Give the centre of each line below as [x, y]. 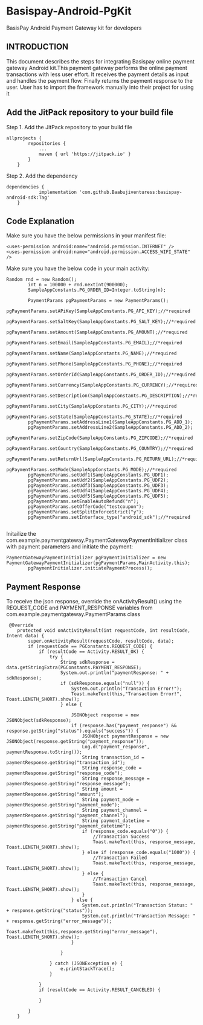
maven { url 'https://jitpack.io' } [85, 154]
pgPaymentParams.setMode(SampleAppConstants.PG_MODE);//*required [92, 470]
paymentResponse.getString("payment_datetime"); [69, 826]
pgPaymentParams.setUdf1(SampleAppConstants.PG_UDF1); [98, 475]
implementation [58, 192]
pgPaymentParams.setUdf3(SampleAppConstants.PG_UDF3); [98, 486]
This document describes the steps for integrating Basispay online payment [101, 61]
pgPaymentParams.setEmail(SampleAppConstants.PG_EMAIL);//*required [94, 343]
